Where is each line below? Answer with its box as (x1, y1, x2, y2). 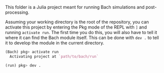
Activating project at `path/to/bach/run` (9, 54, 99, 59)
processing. (5, 9, 30, 15)
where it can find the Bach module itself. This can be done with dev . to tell (5, 35, 159, 40)
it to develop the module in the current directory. (5, 40, 104, 46)
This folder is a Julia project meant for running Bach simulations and (5, 4, 145, 10)
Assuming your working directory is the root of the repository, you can (5, 19, 149, 25)
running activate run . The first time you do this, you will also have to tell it (5, 30, 158, 35)
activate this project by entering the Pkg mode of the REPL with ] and (5, 24, 147, 30)
